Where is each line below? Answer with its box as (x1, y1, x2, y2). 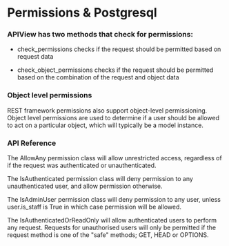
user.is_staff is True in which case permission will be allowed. (7, 202, 181, 211)
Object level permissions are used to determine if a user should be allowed (7, 113, 219, 122)
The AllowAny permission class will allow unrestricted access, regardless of (7, 154, 222, 162)
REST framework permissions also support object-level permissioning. (7, 106, 208, 115)
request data (17, 53, 54, 61)
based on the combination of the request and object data (17, 73, 179, 82)
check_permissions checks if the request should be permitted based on (17, 45, 221, 53)
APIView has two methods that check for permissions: (7, 30, 193, 39)
